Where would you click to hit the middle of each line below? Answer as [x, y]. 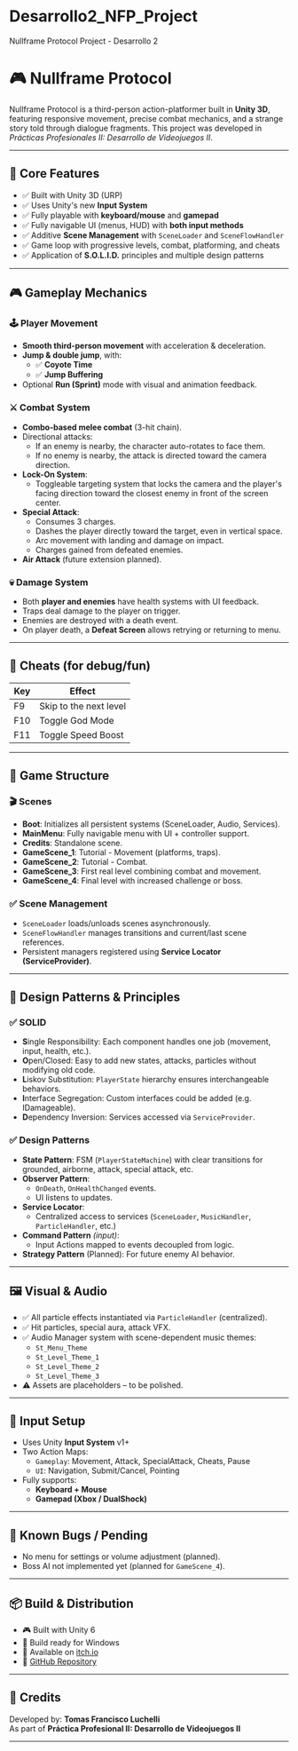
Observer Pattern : [56, 1178]
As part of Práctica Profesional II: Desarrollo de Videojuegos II [125, 1728]
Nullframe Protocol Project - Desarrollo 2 [84, 41]
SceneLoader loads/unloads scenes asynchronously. [116, 923]
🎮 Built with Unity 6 [59, 1630]
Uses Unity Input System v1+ [76, 1442]
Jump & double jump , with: [72, 355]
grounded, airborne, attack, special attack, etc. [107, 1169]
